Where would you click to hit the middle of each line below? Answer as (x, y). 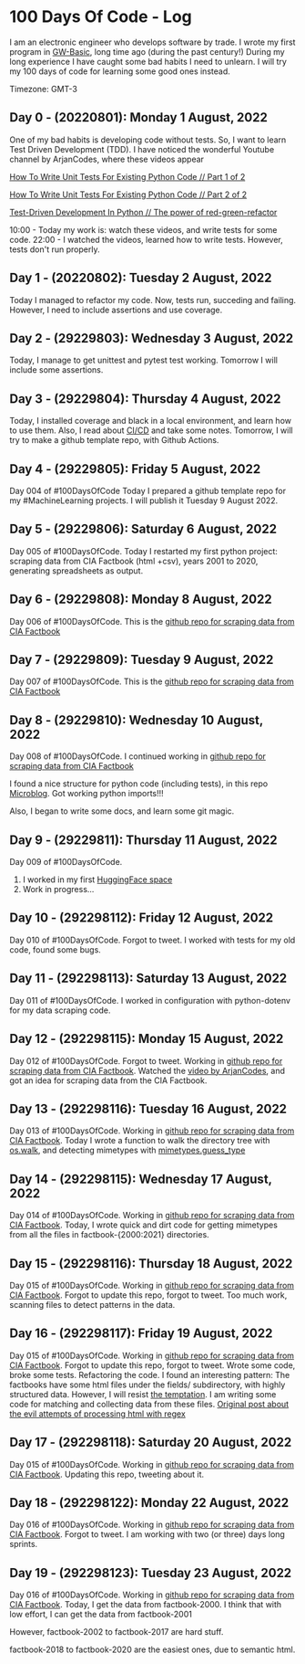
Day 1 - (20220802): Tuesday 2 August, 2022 (141, 278)
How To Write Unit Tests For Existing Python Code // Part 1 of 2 (127, 176)
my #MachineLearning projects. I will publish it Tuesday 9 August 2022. (144, 500)
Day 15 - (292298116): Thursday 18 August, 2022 (151, 1264)
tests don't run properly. (55, 249)
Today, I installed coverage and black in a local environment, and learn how (150, 421)
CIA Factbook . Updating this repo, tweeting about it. (107, 1474)
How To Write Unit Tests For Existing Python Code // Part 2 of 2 (128, 195)
